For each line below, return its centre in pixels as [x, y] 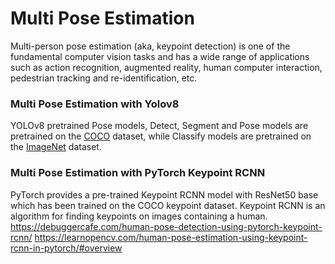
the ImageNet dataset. [56, 147]
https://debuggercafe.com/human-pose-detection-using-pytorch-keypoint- [166, 226]
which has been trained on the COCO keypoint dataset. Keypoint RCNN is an [168, 205]
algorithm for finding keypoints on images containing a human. [139, 216]
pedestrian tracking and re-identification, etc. [104, 78]
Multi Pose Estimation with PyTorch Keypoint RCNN [138, 173]
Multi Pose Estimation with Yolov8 [95, 104]
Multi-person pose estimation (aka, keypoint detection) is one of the [150, 46]
